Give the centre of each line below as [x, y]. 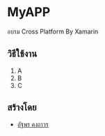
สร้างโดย [22, 108]
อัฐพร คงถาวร [33, 124]
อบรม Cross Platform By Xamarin [53, 31]
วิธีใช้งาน [22, 54]
